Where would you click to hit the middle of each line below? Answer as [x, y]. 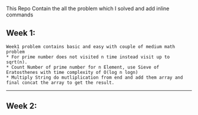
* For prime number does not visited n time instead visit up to [88, 57]
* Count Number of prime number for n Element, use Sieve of [83, 67]
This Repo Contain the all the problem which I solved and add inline [88, 9]
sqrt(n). [17, 62]
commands [20, 15]
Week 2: [22, 106]
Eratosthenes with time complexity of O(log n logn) [72, 72]
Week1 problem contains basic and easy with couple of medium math [91, 46]
